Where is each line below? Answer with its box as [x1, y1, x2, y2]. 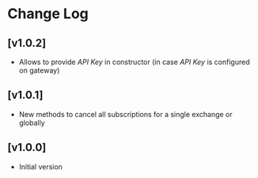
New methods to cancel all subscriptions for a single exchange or [18, 109, 233, 119]
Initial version [18, 161, 63, 171]
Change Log [7, 5, 89, 23]
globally [18, 118, 45, 127]
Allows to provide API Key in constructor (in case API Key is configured [18, 57, 250, 66]
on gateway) [18, 66, 60, 75]
